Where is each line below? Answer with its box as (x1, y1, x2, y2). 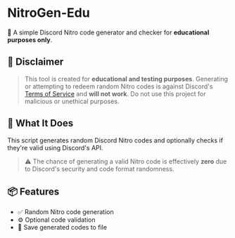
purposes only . (7, 35, 53, 44)
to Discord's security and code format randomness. (24, 164, 174, 173)
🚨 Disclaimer (7, 56, 64, 68)
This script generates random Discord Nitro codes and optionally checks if (7, 135, 224, 145)
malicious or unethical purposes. (24, 97, 120, 105)
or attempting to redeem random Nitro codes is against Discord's (24, 82, 213, 91)
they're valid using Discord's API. (7, 143, 103, 152)
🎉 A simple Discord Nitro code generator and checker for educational (7, 28, 210, 37)
